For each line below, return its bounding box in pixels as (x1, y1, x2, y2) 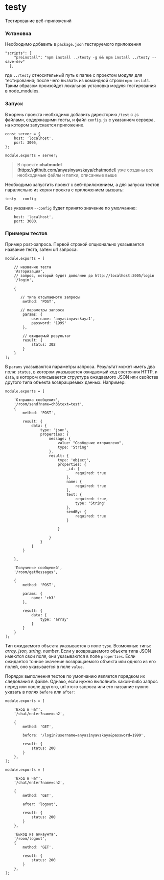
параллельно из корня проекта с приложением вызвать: (5, 186, 124, 193)
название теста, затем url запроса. (5, 246, 78, 252)
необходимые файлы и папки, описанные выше (17, 172, 117, 178)
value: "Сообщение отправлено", (57, 440, 124, 445)
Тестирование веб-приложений (5, 18, 72, 24)
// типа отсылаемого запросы (20, 295, 80, 300)
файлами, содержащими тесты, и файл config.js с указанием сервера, (5, 117, 155, 122)
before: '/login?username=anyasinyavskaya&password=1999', (23, 732, 146, 738)
